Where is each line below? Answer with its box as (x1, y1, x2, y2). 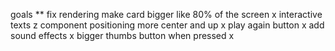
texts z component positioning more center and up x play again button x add (10, 19, 325, 31)
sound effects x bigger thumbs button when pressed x (10, 30, 235, 41)
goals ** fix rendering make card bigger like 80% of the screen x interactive (10, 9, 323, 20)
